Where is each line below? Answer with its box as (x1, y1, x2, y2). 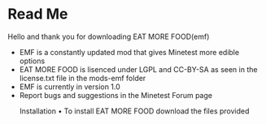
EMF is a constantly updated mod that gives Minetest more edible (19, 47, 240, 57)
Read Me (7, 5, 68, 24)
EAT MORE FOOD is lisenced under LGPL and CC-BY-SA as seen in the (19, 64, 258, 74)
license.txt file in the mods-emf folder (19, 73, 146, 83)
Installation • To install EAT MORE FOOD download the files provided (19, 106, 250, 116)
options (19, 56, 46, 66)
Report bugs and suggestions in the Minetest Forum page (19, 90, 213, 100)
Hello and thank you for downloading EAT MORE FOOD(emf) (7, 32, 210, 41)
